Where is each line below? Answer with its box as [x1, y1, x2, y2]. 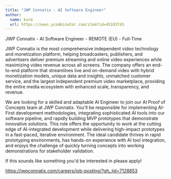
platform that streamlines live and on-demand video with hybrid [20, 68, 155, 74]
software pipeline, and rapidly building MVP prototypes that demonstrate [5, 116, 158, 122]
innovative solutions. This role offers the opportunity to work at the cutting [5, 121, 162, 127]
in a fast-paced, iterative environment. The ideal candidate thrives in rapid [5, 131, 161, 138]
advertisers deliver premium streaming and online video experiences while [5, 57, 162, 63]
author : [5, 12, 22, 17]
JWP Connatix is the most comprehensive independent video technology [5, 46, 159, 52]
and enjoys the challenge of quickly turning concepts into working [5, 143, 144, 149]
